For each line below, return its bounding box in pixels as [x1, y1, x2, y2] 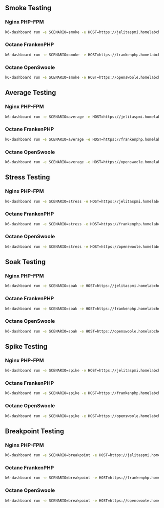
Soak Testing [5, 258, 46, 266]
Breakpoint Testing [5, 427, 64, 435]
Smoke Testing [5, 4, 52, 12]
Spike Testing [5, 342, 48, 351]
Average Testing [5, 88, 56, 97]
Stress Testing [5, 173, 50, 181]
